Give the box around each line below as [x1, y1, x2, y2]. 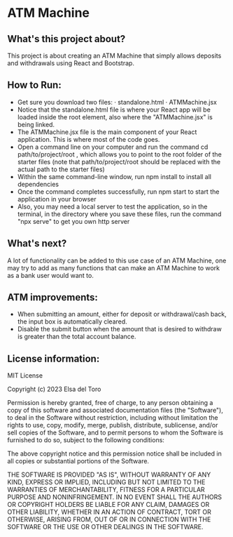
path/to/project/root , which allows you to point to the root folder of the [17, 150, 222, 159]
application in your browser [17, 194, 97, 203]
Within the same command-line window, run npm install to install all [17, 172, 212, 180]
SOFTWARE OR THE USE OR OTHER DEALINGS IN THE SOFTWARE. [7, 523, 204, 531]
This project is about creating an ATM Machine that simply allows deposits [7, 51, 222, 60]
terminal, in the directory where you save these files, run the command [17, 209, 222, 218]
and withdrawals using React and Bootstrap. [7, 59, 135, 67]
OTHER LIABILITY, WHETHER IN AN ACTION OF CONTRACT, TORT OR [7, 508, 211, 517]
